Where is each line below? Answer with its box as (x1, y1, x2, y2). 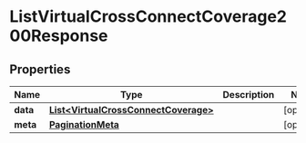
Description (222, 89, 275, 100)
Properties (9, 62, 71, 77)
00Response (9, 25, 108, 46)
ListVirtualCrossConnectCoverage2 (9, 6, 287, 27)
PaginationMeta (48, 119, 120, 130)
